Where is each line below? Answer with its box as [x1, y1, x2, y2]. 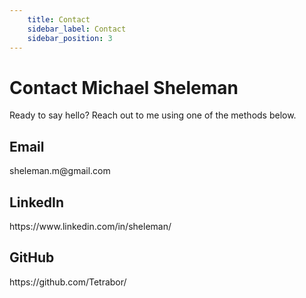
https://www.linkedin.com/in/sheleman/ [9, 220, 172, 232]
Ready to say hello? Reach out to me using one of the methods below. [9, 109, 297, 121]
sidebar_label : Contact [27, 24, 127, 34]
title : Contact [27, 14, 91, 25]
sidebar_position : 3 [27, 33, 113, 43]
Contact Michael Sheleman [9, 76, 239, 99]
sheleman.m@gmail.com [9, 165, 111, 177]
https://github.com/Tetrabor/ [9, 276, 127, 288]
